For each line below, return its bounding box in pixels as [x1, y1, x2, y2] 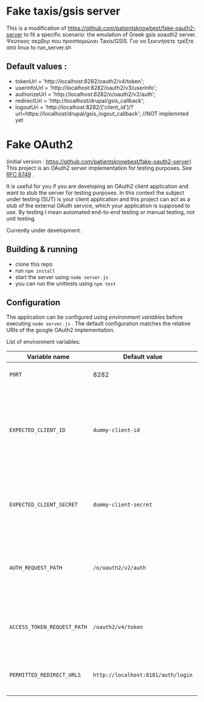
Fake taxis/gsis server [6, 4, 121, 18]
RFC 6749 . [6, 170, 35, 178]
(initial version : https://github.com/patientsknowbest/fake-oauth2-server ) [6, 158, 192, 165]
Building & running [6, 245, 78, 255]
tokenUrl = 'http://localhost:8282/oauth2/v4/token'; [15, 77, 144, 85]
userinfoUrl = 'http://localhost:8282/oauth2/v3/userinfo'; [15, 84, 157, 91]
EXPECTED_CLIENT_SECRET [9, 501, 78, 509]
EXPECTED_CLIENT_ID [9, 427, 66, 434]
